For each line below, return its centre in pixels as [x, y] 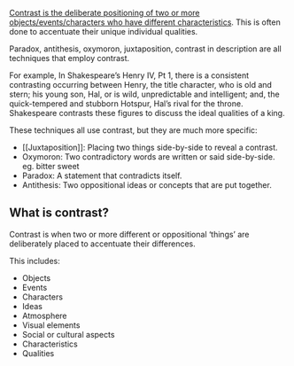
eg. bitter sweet [50, 166]
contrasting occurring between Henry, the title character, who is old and [141, 85]
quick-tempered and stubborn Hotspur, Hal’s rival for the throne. [126, 104]
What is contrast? [59, 213]
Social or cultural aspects [68, 334]
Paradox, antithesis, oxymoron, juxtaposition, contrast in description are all [145, 49]
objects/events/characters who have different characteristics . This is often [145, 22]
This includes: [35, 261]
